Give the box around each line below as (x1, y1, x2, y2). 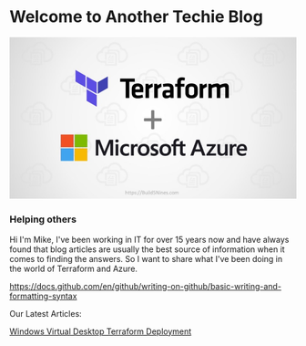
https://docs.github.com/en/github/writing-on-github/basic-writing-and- (9, 280, 282, 291)
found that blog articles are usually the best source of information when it (9, 244, 285, 255)
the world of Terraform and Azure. (9, 263, 138, 274)
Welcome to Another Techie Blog (9, 6, 264, 27)
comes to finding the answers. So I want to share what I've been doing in (9, 253, 283, 264)
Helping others (9, 213, 77, 225)
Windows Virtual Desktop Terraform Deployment (9, 326, 192, 337)
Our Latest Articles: (9, 308, 82, 319)
